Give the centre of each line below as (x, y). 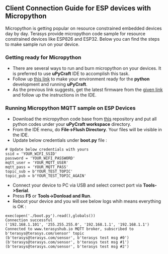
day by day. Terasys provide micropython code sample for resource (75, 33)
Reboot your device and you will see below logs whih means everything (87, 201)
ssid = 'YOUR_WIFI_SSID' (31, 154)
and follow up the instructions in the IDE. (54, 95)
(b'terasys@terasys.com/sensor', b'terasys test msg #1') (67, 242)
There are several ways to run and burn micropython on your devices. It (87, 68)
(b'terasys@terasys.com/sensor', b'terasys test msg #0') (67, 238)
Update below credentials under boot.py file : (60, 140)
